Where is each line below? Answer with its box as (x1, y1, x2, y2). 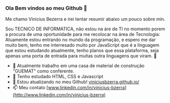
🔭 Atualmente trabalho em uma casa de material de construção (12, 63, 145, 69)
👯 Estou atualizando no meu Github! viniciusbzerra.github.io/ (12, 79, 140, 85)
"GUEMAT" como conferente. (12, 68, 75, 74)
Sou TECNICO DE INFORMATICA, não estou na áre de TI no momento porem (5, 26, 165, 32)
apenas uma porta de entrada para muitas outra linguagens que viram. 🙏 (5, 53, 157, 59)
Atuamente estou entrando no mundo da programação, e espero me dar (5, 37, 156, 43)
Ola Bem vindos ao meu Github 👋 (5, 5, 87, 12)
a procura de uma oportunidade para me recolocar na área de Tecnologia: (5, 31, 160, 38)
